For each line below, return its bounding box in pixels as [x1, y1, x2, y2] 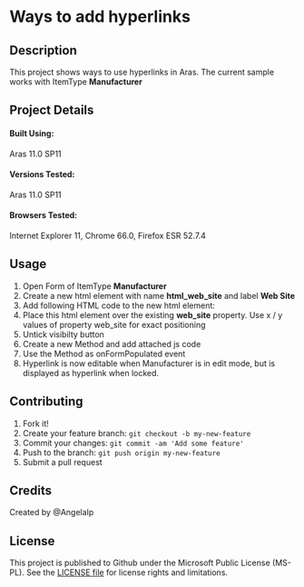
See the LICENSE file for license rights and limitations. [25, 567, 229, 578]
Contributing [9, 393, 83, 410]
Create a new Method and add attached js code [22, 338, 201, 349]
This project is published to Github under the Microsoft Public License [9, 557, 270, 569]
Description [9, 43, 77, 58]
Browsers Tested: [9, 210, 78, 221]
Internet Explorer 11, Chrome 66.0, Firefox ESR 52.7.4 [9, 230, 207, 241]
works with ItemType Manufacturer [9, 76, 142, 87]
